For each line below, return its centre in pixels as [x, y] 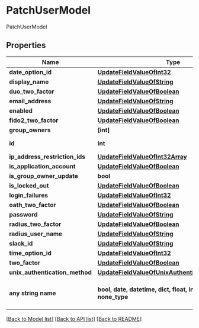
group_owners [30, 130]
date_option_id [31, 72]
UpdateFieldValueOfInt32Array [142, 157]
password [23, 214]
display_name [29, 82]
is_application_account [42, 166]
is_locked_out [29, 186]
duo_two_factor [32, 91]
